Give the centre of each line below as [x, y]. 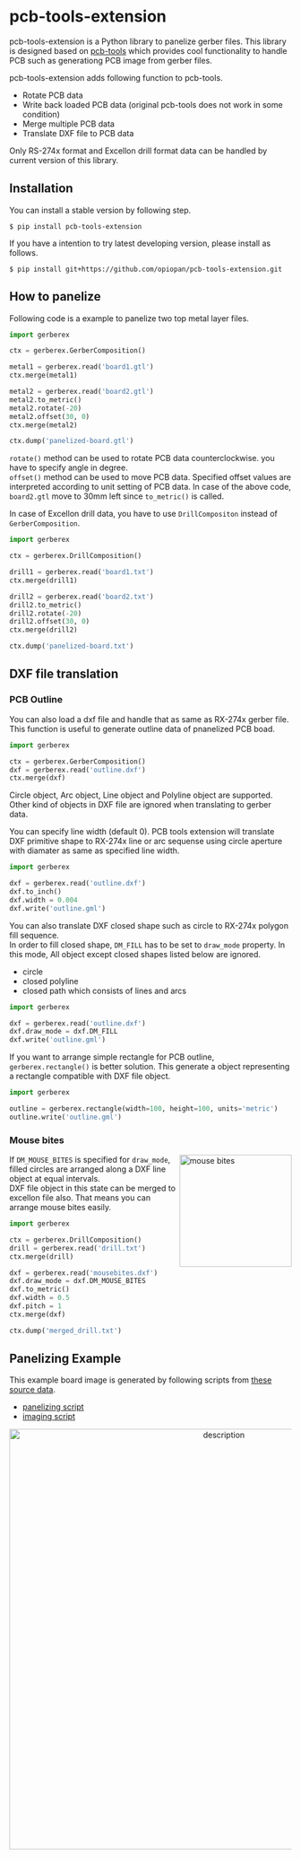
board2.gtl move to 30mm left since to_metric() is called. [117, 496]
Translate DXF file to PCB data [78, 133]
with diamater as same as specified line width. [95, 851]
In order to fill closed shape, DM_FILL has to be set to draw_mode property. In [147, 945]
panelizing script [53, 1407]
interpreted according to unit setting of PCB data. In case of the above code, [150, 487]
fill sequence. [34, 935]
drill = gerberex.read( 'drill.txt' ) [77, 1248]
